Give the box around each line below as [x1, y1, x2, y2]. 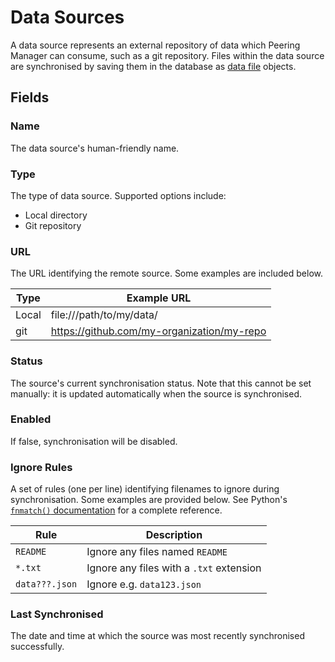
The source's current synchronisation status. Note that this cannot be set [10, 377, 312, 389]
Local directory [24, 209, 88, 221]
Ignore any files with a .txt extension [86, 561, 262, 575]
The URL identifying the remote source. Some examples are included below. [10, 267, 323, 280]
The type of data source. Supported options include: [10, 189, 227, 201]
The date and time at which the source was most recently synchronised [10, 630, 305, 642]
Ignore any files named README [86, 545, 228, 559]
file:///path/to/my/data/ [50, 308, 158, 322]
